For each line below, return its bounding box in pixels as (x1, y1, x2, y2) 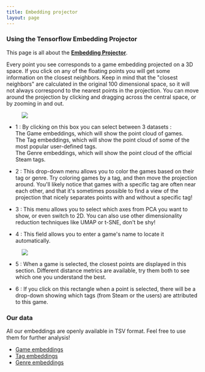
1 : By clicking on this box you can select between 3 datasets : (15, 123, 172, 131)
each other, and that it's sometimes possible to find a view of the (15, 187, 179, 194)
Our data (6, 313, 33, 322)
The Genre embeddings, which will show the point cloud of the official (15, 149, 192, 156)
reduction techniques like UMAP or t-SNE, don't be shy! (15, 218, 156, 226)
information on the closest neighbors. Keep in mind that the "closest (6, 74, 178, 81)
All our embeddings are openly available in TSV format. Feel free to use (6, 327, 186, 335)
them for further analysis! (6, 334, 70, 341)
